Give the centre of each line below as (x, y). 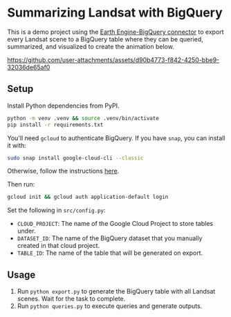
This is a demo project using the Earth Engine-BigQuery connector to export (115, 32)
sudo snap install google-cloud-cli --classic (75, 158)
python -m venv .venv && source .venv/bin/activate (83, 118)
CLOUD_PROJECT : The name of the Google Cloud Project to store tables (115, 224)
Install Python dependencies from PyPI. (63, 106)
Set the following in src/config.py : (56, 210)
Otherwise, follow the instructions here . (63, 171)
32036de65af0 (29, 67)
